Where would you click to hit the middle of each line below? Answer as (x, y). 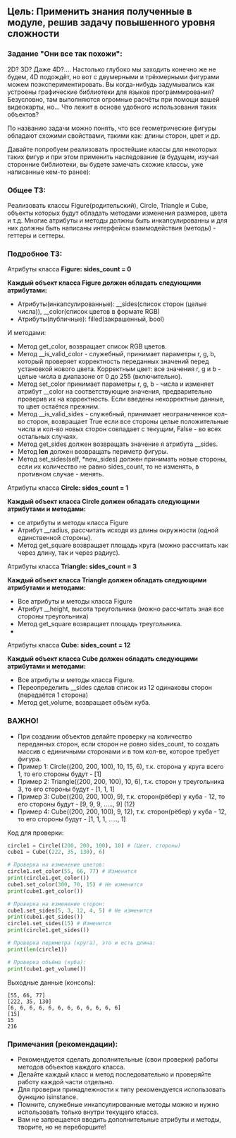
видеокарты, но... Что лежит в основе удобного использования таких (112, 107)
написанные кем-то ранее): (49, 172)
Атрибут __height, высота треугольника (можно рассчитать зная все (121, 609)
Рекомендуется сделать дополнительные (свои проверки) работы (118, 1059)
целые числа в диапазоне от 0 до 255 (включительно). (100, 377)
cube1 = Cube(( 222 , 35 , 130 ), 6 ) (56, 852)
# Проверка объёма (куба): (47, 962)
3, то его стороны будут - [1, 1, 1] (66, 789)
